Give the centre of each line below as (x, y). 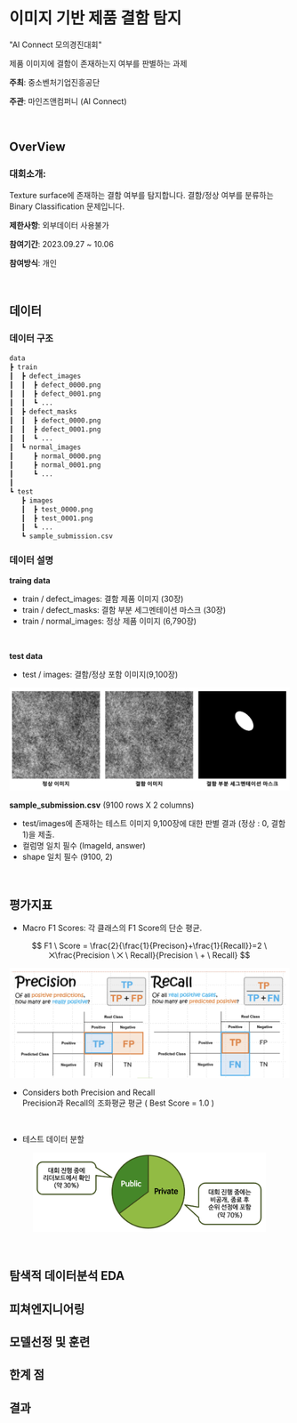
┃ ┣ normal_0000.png (55, 456)
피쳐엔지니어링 (47, 1309)
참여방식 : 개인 (33, 262)
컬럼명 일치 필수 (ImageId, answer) (84, 846)
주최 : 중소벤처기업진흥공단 (55, 82)
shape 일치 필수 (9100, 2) (67, 857)
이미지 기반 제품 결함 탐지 (96, 18)
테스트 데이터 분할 (53, 1139)
